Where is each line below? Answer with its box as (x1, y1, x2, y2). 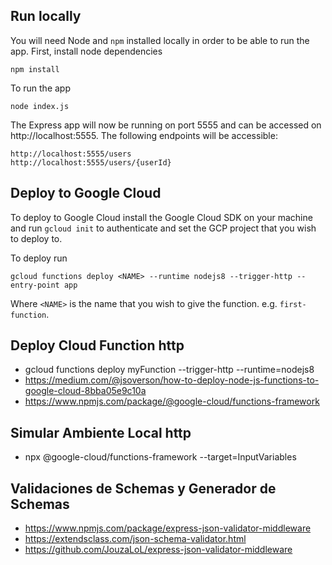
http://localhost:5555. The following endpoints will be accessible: (10, 129, 278, 141)
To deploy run (10, 252, 68, 264)
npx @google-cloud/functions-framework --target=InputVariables (24, 451, 297, 463)
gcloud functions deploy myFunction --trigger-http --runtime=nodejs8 (24, 364, 315, 376)
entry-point (10, 280, 60, 290)
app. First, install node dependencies (10, 45, 163, 57)
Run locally (10, 8, 82, 25)
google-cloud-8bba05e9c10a (24, 385, 147, 397)
